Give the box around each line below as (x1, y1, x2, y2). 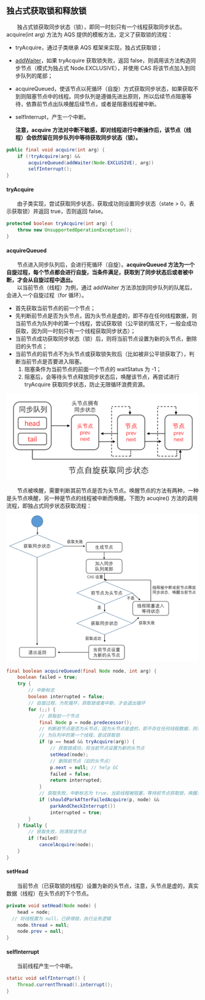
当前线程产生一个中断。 (16, 962, 76, 969)
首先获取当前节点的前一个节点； (15, 305, 96, 312)
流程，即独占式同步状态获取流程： (6, 502, 92, 509)
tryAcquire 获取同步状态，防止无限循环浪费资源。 (24, 381, 148, 388)
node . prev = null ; (17, 929, 64, 935)
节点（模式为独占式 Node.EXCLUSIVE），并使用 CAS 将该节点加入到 (20, 64, 190, 71)
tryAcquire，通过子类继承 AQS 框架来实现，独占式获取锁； (15, 43, 163, 51)
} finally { (17, 822, 48, 828)
